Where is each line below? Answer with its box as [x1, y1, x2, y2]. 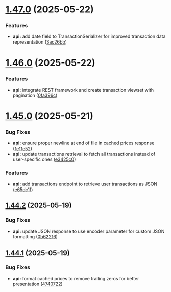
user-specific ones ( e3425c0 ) [12, 156, 76, 162]
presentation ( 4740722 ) [12, 281, 63, 287]
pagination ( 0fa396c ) [12, 92, 58, 98]
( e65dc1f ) [12, 186, 33, 193]
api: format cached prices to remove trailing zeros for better [12, 276, 139, 282]
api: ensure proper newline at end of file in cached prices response [12, 140, 155, 147]
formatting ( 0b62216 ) [12, 234, 58, 240]
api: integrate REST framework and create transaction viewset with [12, 87, 154, 93]
